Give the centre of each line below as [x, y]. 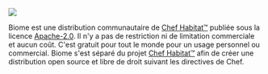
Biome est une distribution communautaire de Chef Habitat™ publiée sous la [134, 27]
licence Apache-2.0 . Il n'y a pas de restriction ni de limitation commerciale [132, 36]
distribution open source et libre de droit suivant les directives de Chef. [126, 62]
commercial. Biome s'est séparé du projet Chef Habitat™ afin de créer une [131, 53]
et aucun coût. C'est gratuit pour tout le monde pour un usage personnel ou [134, 45]
